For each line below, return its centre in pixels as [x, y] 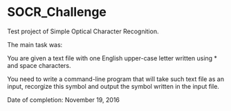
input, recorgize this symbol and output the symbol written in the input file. [113, 86]
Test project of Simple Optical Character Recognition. [83, 31]
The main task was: [35, 44]
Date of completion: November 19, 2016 [63, 100]
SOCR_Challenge [57, 12]
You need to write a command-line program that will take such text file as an [116, 79]
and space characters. [39, 65]
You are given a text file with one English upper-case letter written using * [112, 58]
